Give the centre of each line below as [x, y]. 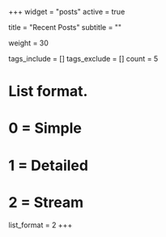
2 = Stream [46, 202]
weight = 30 [28, 43]
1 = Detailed [49, 165]
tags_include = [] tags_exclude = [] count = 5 [83, 59]
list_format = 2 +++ [40, 225]
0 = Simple [45, 128]
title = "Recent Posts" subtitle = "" [65, 27]
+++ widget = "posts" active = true [67, 12]
